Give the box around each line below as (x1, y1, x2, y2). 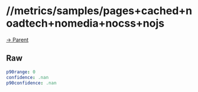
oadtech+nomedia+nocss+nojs (6, 17, 164, 30)
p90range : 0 (6, 69, 35, 75)
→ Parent (6, 36, 29, 43)
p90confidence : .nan (6, 80, 57, 86)
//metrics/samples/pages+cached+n (6, 4, 193, 18)
